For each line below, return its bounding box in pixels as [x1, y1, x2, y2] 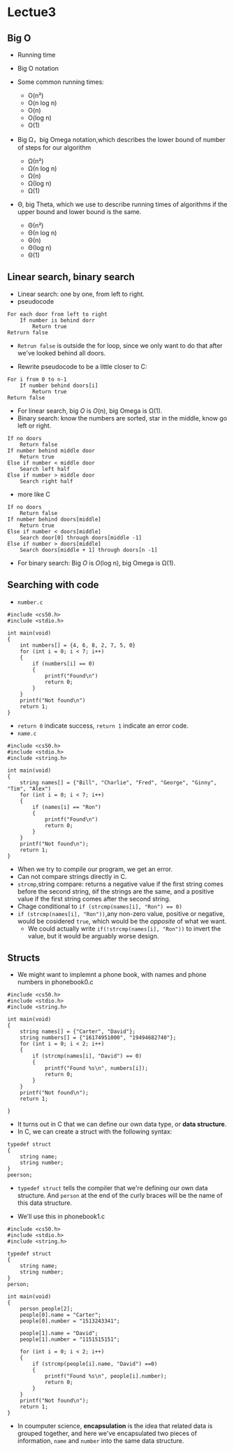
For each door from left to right [7, 311, 108, 318]
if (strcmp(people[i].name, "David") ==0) [32, 1360, 158, 1368]
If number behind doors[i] [20, 382, 98, 389]
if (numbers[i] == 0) [32, 660, 96, 667]
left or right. [17, 421, 52, 430]
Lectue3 [7, 4, 57, 20]
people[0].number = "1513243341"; [20, 1318, 120, 1325]
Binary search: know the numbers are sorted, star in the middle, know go [17, 414, 228, 422]
